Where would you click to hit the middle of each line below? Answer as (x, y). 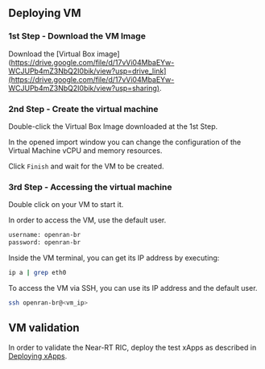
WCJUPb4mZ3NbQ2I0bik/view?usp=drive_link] (87, 71)
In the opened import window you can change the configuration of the (125, 142)
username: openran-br (45, 235)
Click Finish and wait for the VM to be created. (86, 166)
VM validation (44, 328)
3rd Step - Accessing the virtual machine (90, 187)
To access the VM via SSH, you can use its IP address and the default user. (133, 288)
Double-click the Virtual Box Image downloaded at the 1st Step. (113, 126)
